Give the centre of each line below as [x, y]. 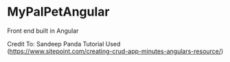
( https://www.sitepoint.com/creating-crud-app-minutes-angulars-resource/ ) [115, 51]
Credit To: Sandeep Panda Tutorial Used [64, 44]
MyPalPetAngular [58, 12]
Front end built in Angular [43, 31]
